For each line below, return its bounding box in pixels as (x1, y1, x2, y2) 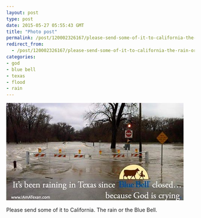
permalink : (6, 35, 33, 41)
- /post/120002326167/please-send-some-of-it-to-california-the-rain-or (11, 48, 197, 54)
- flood (6, 79, 26, 85)
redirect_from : (6, 41, 44, 47)
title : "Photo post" (6, 29, 58, 35)
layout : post (6, 10, 39, 16)
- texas (6, 72, 26, 79)
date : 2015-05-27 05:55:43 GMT (6, 22, 84, 28)
